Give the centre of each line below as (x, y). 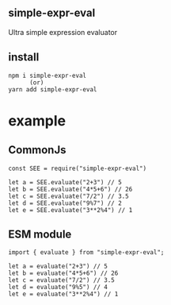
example (37, 120)
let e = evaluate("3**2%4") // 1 (63, 294)
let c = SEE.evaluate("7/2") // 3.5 (68, 196)
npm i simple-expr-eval (47, 75)
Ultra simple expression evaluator (63, 32)
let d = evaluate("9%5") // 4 (58, 288)
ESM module (40, 235)
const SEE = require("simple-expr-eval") (78, 168)
